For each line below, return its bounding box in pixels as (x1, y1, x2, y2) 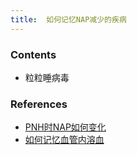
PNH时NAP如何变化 (24, 121, 107, 133)
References (10, 97, 68, 111)
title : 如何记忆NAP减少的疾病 (10, 14, 127, 25)
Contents (10, 47, 57, 61)
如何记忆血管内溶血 (24, 134, 105, 146)
